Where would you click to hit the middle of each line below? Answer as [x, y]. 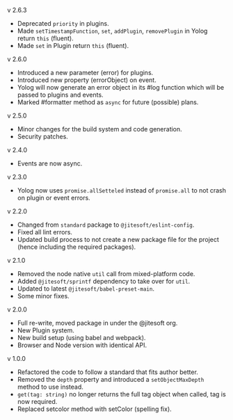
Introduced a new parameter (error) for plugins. [85, 73]
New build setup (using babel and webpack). [81, 338]
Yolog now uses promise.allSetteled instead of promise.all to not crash [122, 190]
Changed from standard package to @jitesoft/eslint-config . [106, 225]
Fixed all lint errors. [45, 232]
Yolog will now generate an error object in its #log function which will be [121, 87]
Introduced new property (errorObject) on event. [87, 80]
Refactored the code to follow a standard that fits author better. [107, 372]
